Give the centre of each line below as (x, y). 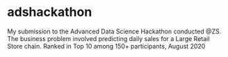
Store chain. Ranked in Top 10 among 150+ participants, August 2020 (106, 46)
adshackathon (50, 12)
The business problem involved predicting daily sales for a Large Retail (108, 38)
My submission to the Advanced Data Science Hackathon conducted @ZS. (114, 31)
